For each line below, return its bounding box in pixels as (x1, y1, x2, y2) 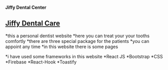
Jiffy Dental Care (5, 19, 60, 28)
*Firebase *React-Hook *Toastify (5, 59, 77, 65)
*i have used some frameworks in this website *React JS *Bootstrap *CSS (5, 53, 163, 59)
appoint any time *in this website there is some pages (5, 43, 118, 50)
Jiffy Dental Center (5, 5, 47, 10)
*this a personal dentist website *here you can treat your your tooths (5, 33, 150, 39)
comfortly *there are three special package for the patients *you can (5, 38, 150, 44)
